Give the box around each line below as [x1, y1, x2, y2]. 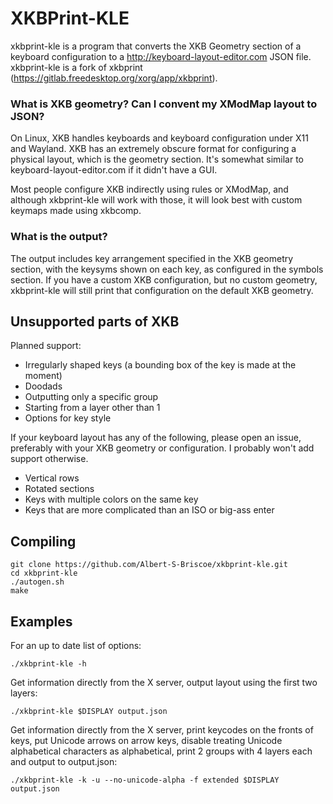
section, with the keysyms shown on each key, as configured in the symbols [10, 263, 324, 275]
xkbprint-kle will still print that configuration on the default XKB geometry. [10, 284, 314, 296]
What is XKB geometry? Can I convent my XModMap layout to [10, 97, 318, 111]
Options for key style [24, 412, 112, 424]
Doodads [24, 380, 63, 392]
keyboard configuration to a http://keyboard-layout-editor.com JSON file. [10, 50, 312, 62]
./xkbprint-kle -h [10, 658, 87, 669]
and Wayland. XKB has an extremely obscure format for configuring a [10, 143, 297, 155]
